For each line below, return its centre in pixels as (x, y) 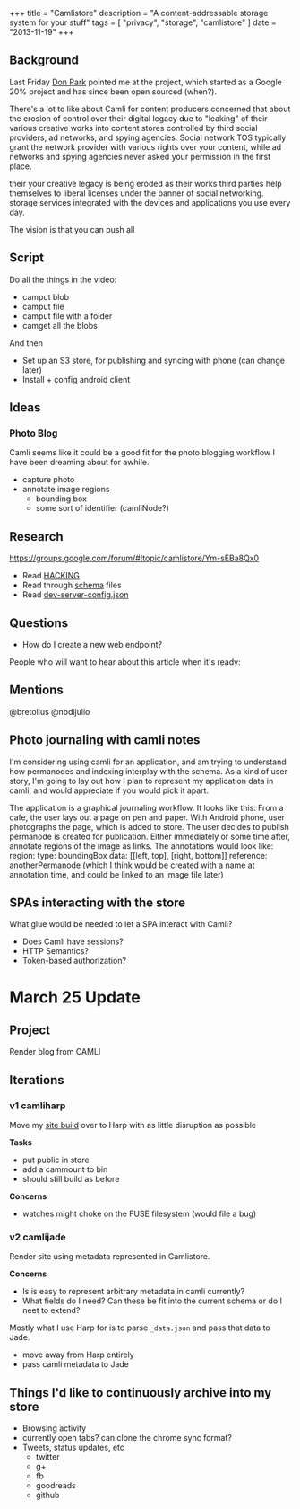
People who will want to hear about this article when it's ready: (125, 662)
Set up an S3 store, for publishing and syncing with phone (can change (153, 360)
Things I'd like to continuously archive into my (141, 1393)
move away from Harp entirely (78, 1355)
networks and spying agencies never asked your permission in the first (140, 156)
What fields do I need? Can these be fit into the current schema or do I (152, 1301)
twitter (47, 1457)
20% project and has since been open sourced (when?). (113, 91)
